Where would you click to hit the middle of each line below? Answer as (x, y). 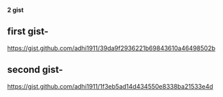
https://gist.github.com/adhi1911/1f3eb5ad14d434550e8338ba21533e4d (110, 86)
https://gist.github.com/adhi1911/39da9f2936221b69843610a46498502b (111, 48)
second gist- (35, 70)
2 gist (16, 10)
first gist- (28, 31)
